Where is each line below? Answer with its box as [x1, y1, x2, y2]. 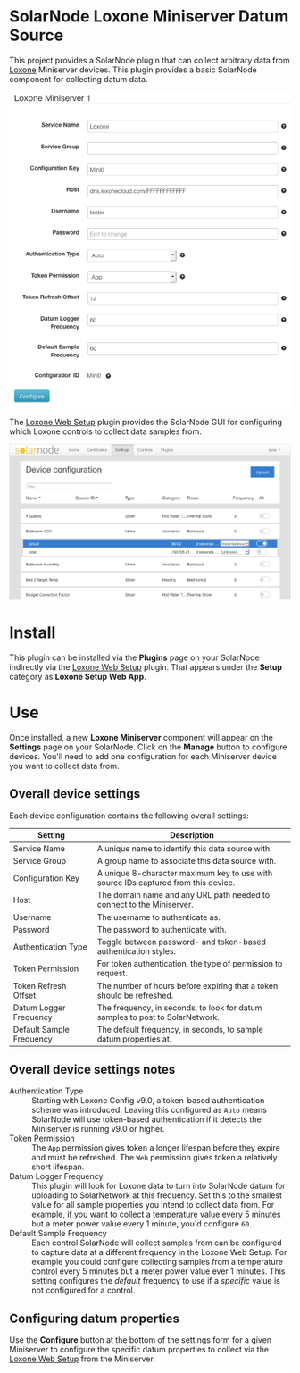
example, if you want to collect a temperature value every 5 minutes [31, 1209, 281, 1220]
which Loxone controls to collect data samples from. [9, 426, 203, 437]
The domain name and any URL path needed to [96, 890, 271, 900]
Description [169, 830, 214, 841]
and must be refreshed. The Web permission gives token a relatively [31, 1152, 279, 1163]
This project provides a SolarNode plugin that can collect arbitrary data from [9, 54, 290, 65]
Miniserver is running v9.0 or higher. [31, 1124, 165, 1134]
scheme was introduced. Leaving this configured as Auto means [31, 1105, 268, 1116]
